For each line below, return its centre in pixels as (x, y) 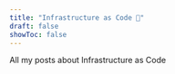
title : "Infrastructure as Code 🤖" (77, 18)
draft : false (34, 26)
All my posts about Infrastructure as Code (88, 60)
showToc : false (38, 34)
